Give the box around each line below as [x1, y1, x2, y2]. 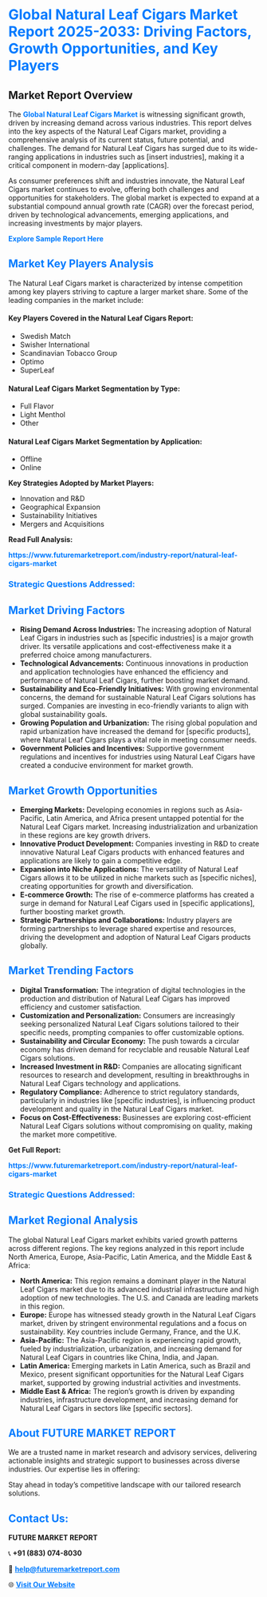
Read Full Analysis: [8, 535, 73, 544]
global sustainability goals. [19, 710, 108, 719]
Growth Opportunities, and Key [8, 40, 218, 58]
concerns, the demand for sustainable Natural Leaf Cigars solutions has [19, 693, 257, 703]
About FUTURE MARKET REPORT [8, 1426, 177, 1440]
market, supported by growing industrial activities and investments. [19, 1377, 241, 1388]
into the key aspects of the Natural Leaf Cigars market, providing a [8, 126, 227, 136]
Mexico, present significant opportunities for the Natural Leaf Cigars [19, 1369, 245, 1379]
